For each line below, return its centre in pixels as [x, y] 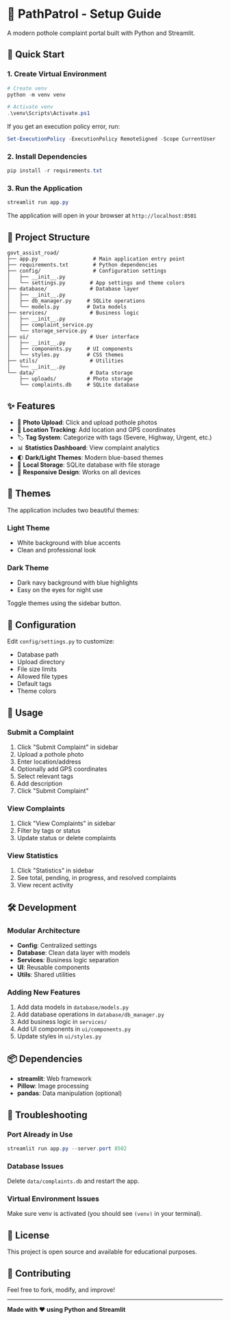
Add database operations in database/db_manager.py [90, 1014]
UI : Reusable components [53, 967]
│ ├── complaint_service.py [50, 325]
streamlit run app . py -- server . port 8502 [67, 1148]
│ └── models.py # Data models [67, 307]
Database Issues [35, 1166]
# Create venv [27, 88]
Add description [40, 783]
